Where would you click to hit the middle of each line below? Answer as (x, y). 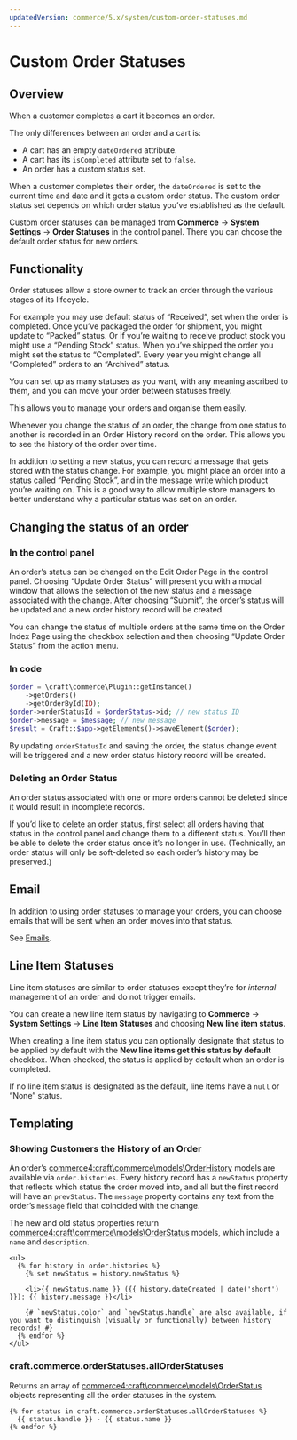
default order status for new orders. (74, 241)
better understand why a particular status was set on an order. (123, 500)
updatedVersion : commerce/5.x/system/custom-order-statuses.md (129, 17)
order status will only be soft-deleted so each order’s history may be (134, 852)
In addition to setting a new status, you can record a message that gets (139, 461)
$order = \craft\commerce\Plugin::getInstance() (101, 687)
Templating (41, 1123)
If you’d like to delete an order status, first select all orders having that (137, 824)
